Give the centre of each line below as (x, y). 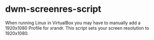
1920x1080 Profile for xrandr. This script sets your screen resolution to (77, 28)
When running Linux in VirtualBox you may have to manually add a (73, 23)
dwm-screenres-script (53, 9)
